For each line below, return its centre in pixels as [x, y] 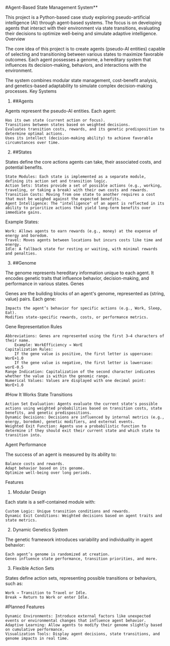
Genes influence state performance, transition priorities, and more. [81, 559]
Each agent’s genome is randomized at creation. [58, 554]
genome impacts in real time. [37, 638]
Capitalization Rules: [29, 349]
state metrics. [21, 520]
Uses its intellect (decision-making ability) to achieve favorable [79, 138]
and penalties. [21, 253]
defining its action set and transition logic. [57, 181]
